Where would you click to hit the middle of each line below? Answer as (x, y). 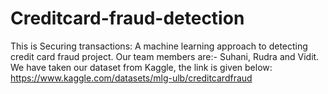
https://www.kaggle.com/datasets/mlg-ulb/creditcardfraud (131, 78)
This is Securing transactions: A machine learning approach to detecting (159, 46)
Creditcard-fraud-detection (127, 18)
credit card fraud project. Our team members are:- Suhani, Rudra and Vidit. (165, 56)
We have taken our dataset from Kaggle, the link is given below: (141, 67)
